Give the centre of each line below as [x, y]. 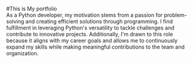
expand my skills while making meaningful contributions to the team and [95, 47]
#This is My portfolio [32, 9]
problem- [175, 15]
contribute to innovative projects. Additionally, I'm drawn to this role [90, 34]
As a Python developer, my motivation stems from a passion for [85, 15]
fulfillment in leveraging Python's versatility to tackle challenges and [91, 28]
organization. [22, 53]
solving [15, 21]
